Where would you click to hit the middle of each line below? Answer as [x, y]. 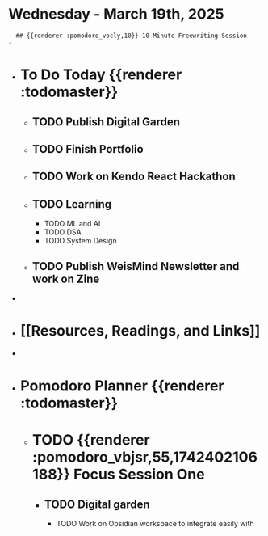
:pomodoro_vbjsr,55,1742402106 [145, 457]
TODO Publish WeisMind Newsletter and [136, 266]
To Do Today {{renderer [101, 75]
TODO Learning [72, 204]
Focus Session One [139, 475]
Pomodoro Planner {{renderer [122, 386]
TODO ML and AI [72, 224]
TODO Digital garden [97, 504]
